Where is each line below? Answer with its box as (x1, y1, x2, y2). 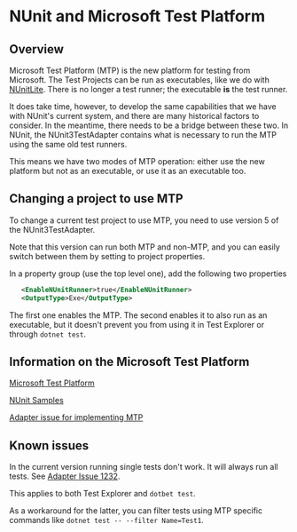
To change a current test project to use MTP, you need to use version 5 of (9, 215, 279, 226)
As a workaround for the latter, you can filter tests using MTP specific (9, 505, 263, 516)
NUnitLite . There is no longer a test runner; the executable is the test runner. (9, 84, 288, 94)
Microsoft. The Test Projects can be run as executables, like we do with (9, 75, 270, 85)
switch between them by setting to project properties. (9, 250, 206, 261)
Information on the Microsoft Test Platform (9, 353, 250, 369)
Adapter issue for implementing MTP (9, 412, 144, 423)
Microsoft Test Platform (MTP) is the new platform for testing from (9, 65, 251, 75)
